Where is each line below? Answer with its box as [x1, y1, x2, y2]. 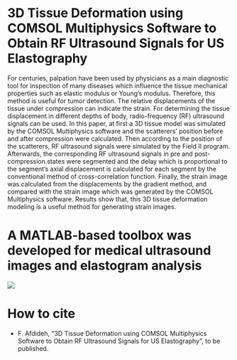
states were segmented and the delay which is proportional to [47, 157, 228, 165]
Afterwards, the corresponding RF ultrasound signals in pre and [7, 149, 193, 158]
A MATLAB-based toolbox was [7, 228, 192, 243]
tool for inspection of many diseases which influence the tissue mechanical [7, 81, 228, 90]
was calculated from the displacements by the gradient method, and [7, 179, 207, 188]
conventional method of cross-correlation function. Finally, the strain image [7, 172, 228, 181]
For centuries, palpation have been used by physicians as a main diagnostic [7, 73, 229, 83]
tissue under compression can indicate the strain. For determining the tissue [7, 104, 231, 112]
